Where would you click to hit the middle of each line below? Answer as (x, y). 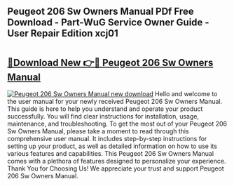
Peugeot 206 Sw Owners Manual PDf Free (101, 12)
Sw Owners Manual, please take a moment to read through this (98, 131)
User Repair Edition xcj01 (63, 33)
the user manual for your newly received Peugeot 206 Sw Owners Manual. (115, 101)
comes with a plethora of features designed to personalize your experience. (117, 161)
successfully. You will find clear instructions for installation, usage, (103, 116)
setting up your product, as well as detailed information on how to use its (112, 146)
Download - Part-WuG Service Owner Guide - (108, 23)
